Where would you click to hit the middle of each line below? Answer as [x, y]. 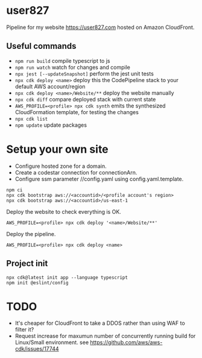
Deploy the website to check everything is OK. [64, 211]
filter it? [24, 330]
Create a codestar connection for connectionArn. [76, 172]
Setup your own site [57, 149]
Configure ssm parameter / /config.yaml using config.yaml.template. [99, 179]
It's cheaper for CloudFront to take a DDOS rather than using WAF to [100, 323]
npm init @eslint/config [37, 283]
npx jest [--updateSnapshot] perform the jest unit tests [84, 74]
